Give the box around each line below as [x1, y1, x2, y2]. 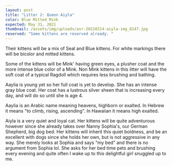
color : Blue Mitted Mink [5, 17, 59, 22]
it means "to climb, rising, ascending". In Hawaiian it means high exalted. [5, 108, 159, 114]
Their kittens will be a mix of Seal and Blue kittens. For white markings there [5, 46, 166, 51]
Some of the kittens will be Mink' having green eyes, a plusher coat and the [5, 61, 165, 67]
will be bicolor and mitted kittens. [5, 51, 75, 57]
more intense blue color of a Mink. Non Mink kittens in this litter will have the [5, 66, 167, 72]
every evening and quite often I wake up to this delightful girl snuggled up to [5, 151, 167, 156]
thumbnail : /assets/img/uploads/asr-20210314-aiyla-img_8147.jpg [5, 27, 148, 32]
